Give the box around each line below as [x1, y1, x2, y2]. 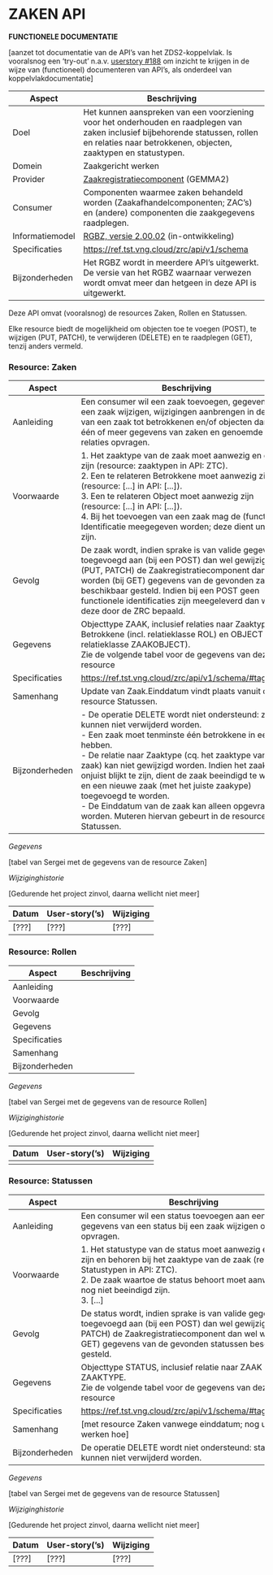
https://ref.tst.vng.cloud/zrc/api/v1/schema [83, 243, 249, 254]
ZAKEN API [8, 5, 86, 24]
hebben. [80, 740, 113, 751]
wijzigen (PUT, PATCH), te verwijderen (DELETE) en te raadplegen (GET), [8, 332, 253, 342]
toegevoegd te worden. [80, 790, 170, 801]
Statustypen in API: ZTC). [80, 1264, 177, 1275]
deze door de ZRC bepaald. [80, 605, 185, 617]
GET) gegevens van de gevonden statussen [80, 1338, 248, 1349]
